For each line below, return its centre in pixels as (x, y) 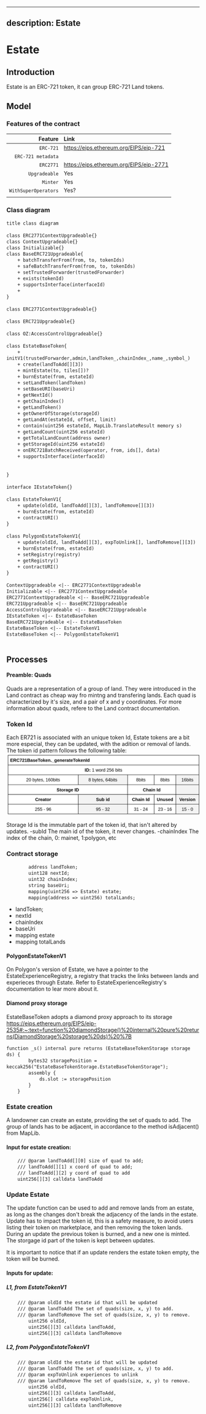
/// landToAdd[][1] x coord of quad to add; (75, 1167)
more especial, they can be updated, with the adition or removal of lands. (99, 744)
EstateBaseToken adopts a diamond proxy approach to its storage (90, 1016)
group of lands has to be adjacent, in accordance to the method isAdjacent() (103, 1126)
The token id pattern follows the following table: (67, 751)
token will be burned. (33, 1259)
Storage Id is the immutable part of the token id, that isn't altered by (92, 824)
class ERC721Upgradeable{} (41, 322)
